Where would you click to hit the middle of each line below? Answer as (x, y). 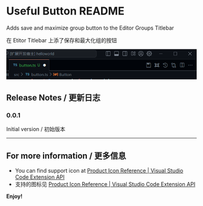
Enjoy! (14, 196)
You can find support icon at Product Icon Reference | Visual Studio (99, 171)
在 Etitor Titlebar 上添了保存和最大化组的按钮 (62, 40)
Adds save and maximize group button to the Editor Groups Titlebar (90, 28)
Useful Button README (66, 11)
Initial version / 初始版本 (36, 129)
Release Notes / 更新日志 (53, 98)
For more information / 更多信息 (66, 156)
